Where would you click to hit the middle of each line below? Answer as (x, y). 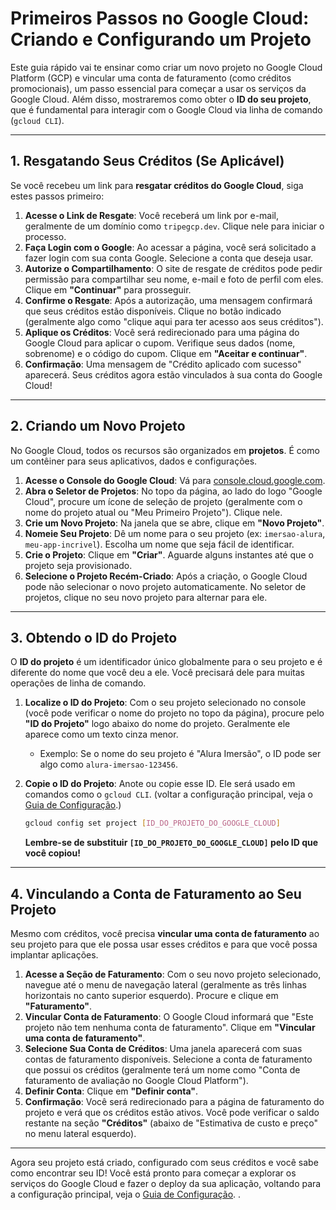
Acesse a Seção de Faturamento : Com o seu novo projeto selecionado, (173, 974)
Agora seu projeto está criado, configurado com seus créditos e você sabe (164, 1163)
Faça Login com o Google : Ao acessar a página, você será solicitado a (170, 247)
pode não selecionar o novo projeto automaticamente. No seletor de (165, 586)
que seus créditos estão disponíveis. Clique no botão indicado (153, 311)
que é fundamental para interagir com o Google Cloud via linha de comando (166, 109)
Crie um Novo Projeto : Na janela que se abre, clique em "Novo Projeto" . (174, 523)
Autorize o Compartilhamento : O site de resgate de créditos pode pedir (173, 268)
